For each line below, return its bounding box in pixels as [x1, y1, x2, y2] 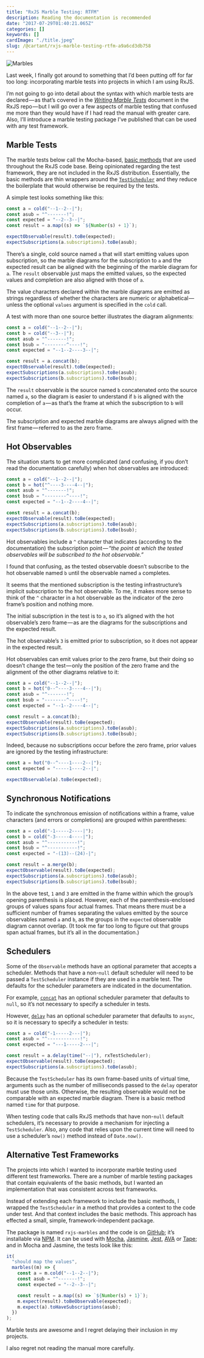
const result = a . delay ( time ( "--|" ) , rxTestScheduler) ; [6, 1052, 151, 1059]
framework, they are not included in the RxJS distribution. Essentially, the [6, 169, 190, 176]
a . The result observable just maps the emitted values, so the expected [6, 270, 187, 277]
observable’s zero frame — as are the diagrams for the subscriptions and [6, 618, 188, 626]
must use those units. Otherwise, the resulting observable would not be [6, 1088, 186, 1095]
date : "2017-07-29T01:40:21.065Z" [6, 20, 94, 26]
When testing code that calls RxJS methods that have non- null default [6, 1112, 184, 1120]
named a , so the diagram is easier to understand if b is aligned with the [6, 393, 184, 400]
